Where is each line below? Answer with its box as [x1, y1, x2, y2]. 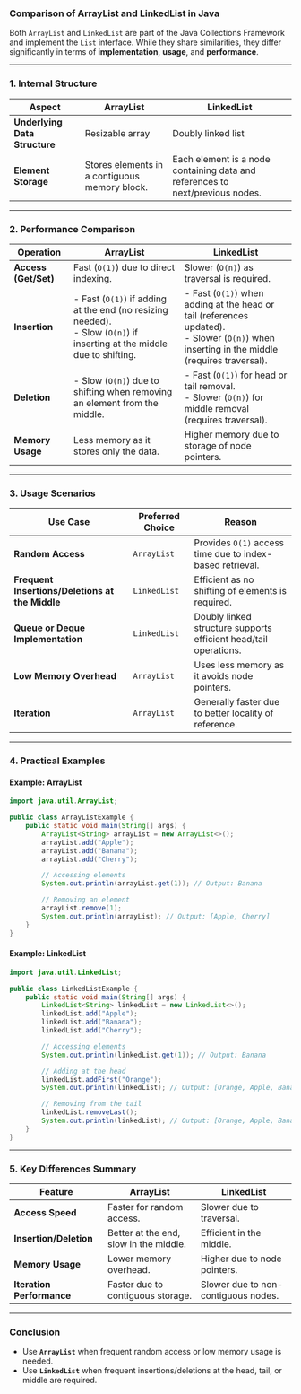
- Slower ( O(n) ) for [184, 391, 264, 404]
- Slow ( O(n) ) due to [73, 374, 159, 387]
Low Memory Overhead [13, 670, 117, 683]
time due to [193, 548, 242, 561]
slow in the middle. [107, 1237, 186, 1250]
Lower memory [107, 1252, 172, 1265]
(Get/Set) [13, 272, 55, 284]
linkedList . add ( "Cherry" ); [41, 1026, 142, 1035]
